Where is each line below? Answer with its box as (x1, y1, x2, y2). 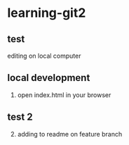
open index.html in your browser (17, 90, 111, 99)
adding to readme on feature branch (17, 130, 123, 138)
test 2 (7, 111, 33, 123)
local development (7, 72, 90, 84)
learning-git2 (7, 5, 86, 21)
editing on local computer (7, 51, 81, 60)
